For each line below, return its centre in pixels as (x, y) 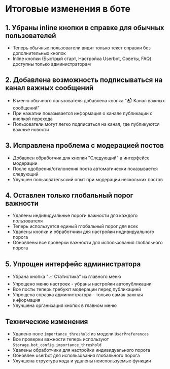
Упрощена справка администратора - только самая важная (78, 295)
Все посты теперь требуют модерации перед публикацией (77, 289)
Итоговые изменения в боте (68, 9)
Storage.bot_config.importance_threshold (57, 345)
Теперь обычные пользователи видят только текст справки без (81, 48)
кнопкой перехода (33, 119)
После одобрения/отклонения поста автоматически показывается (85, 168)
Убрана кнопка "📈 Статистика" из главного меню (67, 277)
